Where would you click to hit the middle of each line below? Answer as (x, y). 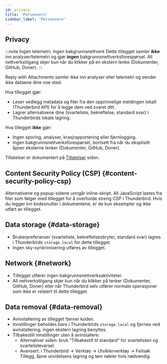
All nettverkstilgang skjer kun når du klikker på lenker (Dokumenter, (82, 280)
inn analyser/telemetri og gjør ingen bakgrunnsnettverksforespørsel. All (79, 57)
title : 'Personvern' (27, 15)
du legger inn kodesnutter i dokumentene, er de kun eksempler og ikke (78, 204)
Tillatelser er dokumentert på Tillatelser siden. (52, 158)
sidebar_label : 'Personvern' (35, 19)
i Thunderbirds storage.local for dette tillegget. (62, 242)
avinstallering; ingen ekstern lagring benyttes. (59, 330)
